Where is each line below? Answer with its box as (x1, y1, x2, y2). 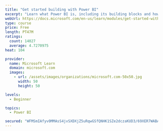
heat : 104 (5, 48, 25, 52)
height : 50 (17, 83, 40, 88)
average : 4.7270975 (9, 43, 49, 48)
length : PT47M (5, 30, 34, 34)
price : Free (5, 25, 29, 30)
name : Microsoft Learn (9, 61, 55, 66)
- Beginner (9, 97, 32, 102)
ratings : (5, 34, 23, 39)
